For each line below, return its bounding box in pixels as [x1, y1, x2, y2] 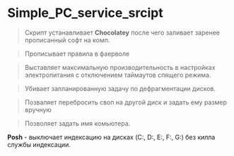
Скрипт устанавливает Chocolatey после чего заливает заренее [24, 28, 221, 37]
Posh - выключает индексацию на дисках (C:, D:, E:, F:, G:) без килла [7, 133, 216, 141]
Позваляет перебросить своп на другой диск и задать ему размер [24, 97, 228, 107]
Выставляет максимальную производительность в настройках [24, 63, 216, 71]
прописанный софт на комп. [24, 35, 110, 44]
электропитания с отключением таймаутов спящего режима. [24, 71, 211, 79]
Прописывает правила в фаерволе [24, 49, 129, 58]
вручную [24, 105, 52, 114]
